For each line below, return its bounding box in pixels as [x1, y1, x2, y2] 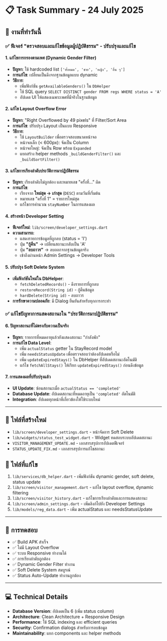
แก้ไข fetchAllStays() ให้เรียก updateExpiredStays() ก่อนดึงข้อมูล [19, 362, 144, 368]
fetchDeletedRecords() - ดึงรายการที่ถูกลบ [19, 281, 99, 287]
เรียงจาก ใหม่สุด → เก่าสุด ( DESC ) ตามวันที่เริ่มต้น [19, 190, 101, 196]
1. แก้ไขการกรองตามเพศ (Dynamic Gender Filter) [5, 55, 97, 61]
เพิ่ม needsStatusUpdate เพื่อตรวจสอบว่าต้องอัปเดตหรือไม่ [19, 351, 120, 357]
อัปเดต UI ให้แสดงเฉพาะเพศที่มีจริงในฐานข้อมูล [19, 94, 97, 100]
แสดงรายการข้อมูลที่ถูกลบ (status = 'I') [19, 236, 87, 241]
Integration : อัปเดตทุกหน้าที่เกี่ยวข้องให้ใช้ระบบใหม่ [12, 396, 100, 402]
